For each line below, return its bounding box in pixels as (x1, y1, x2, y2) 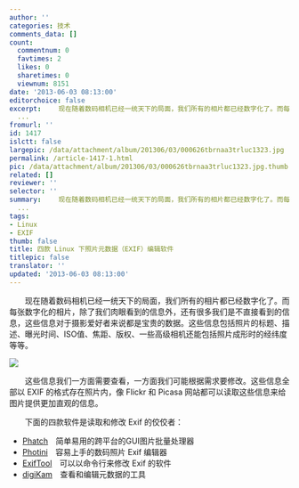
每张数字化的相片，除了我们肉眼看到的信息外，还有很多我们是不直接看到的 (9, 306, 282, 317)
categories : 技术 (9, 21, 71, 30)
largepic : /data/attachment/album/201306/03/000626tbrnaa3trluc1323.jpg (9, 145, 285, 154)
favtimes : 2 (17, 54, 62, 63)
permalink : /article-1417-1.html (9, 153, 133, 163)
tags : (9, 211, 29, 221)
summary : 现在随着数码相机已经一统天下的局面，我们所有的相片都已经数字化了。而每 (9, 195, 291, 205)
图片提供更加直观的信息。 (9, 397, 103, 408)
